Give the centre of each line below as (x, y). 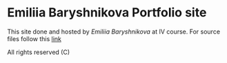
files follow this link (34, 38)
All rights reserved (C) (39, 52)
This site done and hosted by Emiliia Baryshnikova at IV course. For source (114, 32)
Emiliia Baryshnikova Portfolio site (107, 13)
